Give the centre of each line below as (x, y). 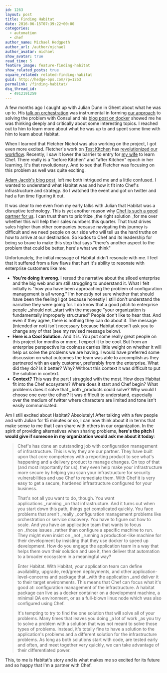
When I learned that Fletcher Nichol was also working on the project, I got (81, 144)
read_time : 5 (19, 61)
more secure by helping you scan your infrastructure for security (84, 473)
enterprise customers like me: (36, 268)
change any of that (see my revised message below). (67, 331)
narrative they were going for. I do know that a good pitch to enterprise (85, 305)
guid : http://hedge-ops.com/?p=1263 (43, 79)
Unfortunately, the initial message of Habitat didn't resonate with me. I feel (82, 258)
